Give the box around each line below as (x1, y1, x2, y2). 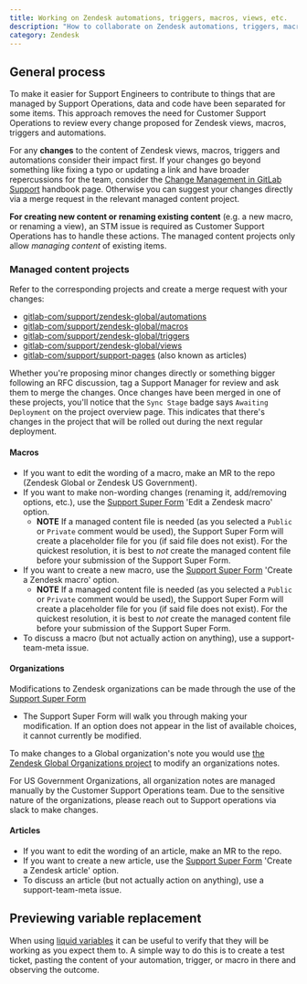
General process (9, 64, 106, 79)
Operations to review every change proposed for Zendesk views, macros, (9, 118, 287, 129)
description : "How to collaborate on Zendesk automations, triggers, (9, 22, 281, 31)
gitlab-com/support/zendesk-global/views (22, 340, 183, 352)
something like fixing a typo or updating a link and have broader (9, 164, 249, 175)
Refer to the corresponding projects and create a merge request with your (9, 284, 288, 295)
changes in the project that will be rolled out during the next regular (9, 417, 263, 428)
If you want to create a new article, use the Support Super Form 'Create (22, 855, 292, 866)
